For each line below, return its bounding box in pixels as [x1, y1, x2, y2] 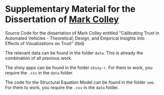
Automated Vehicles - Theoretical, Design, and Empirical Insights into [5, 35, 145, 41]
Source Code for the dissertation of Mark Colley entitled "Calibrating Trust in [5, 30, 160, 36]
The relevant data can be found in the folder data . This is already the [5, 50, 143, 56]
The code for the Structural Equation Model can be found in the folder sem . [5, 79, 155, 85]
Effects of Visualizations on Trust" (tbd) [5, 40, 85, 46]
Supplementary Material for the [5, 3, 136, 15]
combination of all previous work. [5, 55, 72, 61]
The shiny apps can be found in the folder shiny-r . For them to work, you [5, 65, 153, 71]
